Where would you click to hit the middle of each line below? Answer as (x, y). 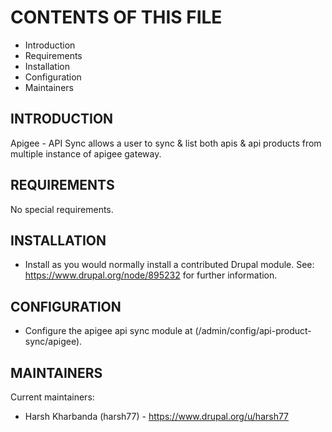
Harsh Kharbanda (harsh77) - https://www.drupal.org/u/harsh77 (157, 416)
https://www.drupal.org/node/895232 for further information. (151, 275)
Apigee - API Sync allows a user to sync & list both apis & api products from (166, 143)
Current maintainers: (52, 397)
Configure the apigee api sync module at (108, 331)
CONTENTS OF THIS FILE (116, 17)
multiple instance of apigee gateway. (86, 153)
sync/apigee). (53, 342)
